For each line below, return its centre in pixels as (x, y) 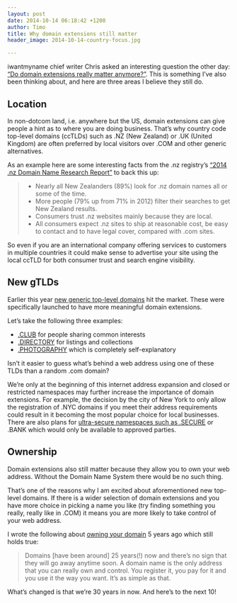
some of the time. (61, 193)
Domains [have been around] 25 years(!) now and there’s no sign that (126, 555)
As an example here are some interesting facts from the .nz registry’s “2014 (117, 164)
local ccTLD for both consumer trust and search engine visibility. (102, 260)
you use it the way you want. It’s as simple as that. (98, 577)
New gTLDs (33, 282)
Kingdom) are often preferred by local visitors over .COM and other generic (117, 143)
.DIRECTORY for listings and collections (75, 342)
